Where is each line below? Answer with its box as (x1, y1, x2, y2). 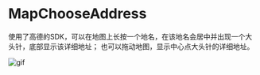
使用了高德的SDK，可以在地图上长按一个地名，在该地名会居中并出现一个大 (8, 32, 253, 41)
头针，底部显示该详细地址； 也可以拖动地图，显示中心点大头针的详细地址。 (8, 41, 254, 51)
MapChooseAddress (8, 5, 147, 23)
